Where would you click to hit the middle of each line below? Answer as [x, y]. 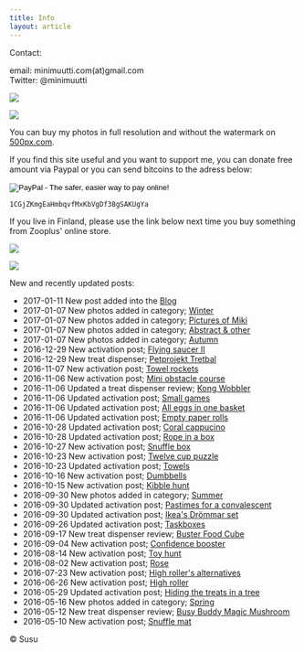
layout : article [40, 27]
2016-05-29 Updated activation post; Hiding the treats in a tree [141, 592]
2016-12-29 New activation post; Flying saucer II [114, 349]
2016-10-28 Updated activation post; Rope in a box [118, 436]
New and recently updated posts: [72, 283]
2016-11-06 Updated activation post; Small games [116, 398]
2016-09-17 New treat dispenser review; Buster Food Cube [133, 534]
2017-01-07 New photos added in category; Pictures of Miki [135, 320]
